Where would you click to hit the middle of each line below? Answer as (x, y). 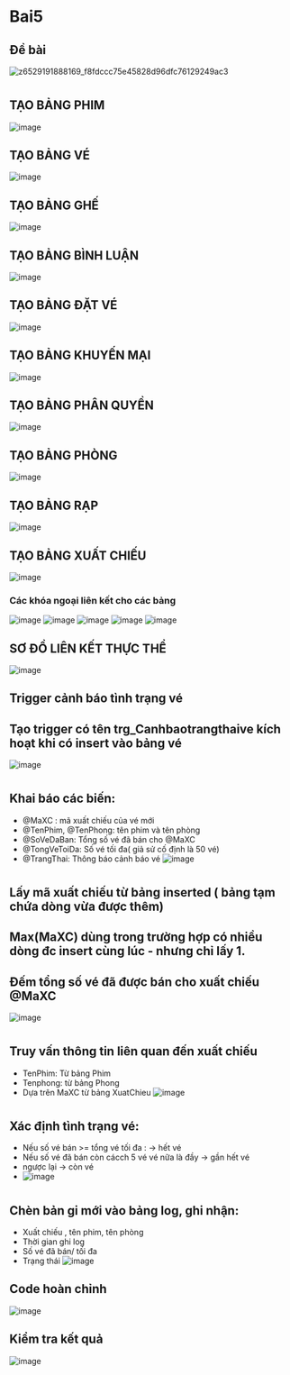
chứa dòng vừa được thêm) (87, 907)
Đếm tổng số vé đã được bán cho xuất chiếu (134, 982)
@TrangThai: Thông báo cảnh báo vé (91, 859)
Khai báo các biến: (63, 799)
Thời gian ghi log (54, 1242)
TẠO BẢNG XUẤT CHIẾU (78, 555)
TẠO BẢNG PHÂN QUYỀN (82, 406)
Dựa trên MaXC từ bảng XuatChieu (86, 1092)
